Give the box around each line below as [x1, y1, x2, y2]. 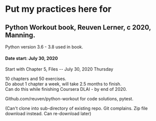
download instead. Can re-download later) [5, 111, 92, 117]
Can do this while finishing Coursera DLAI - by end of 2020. [5, 86, 127, 92]
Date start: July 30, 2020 [5, 55, 58, 61]
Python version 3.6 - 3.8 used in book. [5, 44, 83, 50]
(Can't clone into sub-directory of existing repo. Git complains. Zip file [5, 105, 148, 112]
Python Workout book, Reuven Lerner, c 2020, [5, 23, 151, 32]
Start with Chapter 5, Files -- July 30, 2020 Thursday [5, 66, 113, 72]
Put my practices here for [5, 3, 111, 15]
